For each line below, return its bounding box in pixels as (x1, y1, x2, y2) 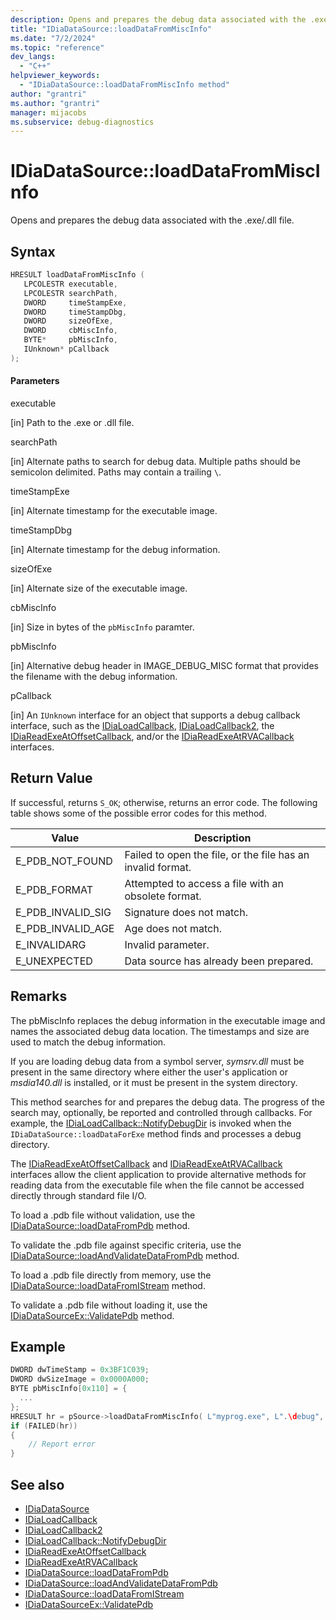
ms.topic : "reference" (10, 42, 105, 53)
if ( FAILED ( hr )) (10, 1421, 78, 1431)
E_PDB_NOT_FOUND (15, 854, 113, 868)
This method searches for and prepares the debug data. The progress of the (10, 1096, 325, 1108)
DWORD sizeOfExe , (23, 316, 114, 326)
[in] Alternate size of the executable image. (10, 582, 188, 594)
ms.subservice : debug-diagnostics (10, 117, 155, 127)
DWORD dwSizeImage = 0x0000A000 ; (10, 1374, 150, 1385)
